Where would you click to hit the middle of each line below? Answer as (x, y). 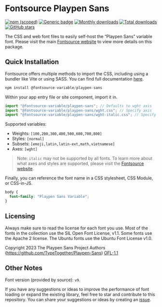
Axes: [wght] (25, 149)
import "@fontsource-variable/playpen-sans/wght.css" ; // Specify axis (78, 110)
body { (12, 192)
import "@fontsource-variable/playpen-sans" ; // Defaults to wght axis (78, 106)
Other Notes (24, 268)
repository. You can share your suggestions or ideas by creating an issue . (78, 299)
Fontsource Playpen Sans (57, 8)
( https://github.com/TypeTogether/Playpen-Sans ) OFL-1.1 (61, 253)
